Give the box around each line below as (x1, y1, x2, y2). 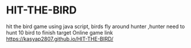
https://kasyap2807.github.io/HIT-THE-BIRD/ (6, 35, 113, 42)
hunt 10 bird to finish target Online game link (6, 29, 113, 36)
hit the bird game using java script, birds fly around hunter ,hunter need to (6, 23, 185, 30)
